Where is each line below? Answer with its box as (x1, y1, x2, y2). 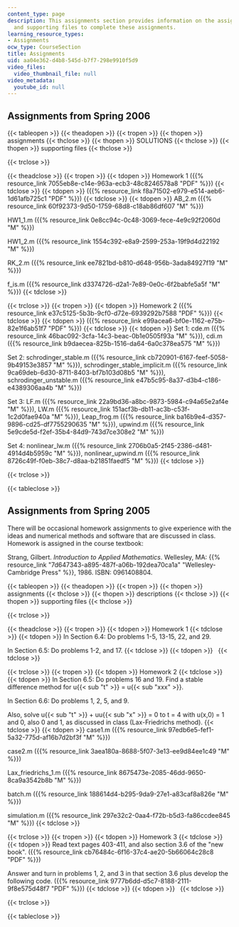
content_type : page (7, 10, 65, 18)
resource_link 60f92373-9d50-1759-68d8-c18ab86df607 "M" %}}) (7, 202, 204, 211)
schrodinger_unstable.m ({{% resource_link (7, 376, 135, 385)
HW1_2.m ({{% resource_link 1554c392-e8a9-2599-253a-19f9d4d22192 (7, 237, 221, 246)
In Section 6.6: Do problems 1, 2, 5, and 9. (7, 696, 129, 705)
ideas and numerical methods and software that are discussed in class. (7, 531, 216, 540)
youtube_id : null (14, 83, 65, 91)
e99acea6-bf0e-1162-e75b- (142, 317, 225, 325)
